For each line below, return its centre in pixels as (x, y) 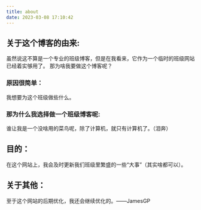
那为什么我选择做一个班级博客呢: (53, 114)
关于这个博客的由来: (43, 43)
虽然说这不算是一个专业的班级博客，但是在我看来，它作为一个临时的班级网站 (100, 59)
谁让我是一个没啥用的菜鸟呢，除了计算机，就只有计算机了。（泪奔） (89, 128)
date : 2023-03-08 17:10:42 (40, 17)
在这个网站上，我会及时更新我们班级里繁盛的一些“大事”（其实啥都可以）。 (96, 165)
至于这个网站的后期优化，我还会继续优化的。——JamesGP (78, 200)
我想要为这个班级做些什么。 (40, 97)
